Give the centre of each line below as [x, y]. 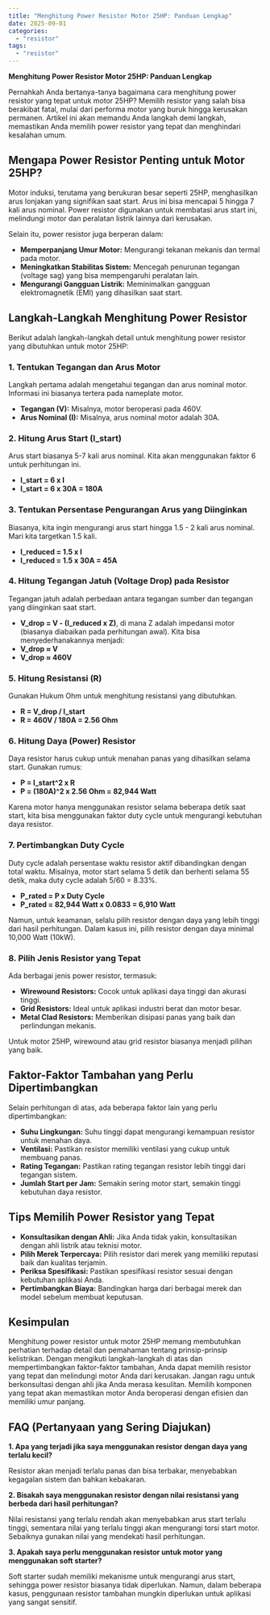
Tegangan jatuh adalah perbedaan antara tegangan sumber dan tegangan [131, 598]
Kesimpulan [39, 1322]
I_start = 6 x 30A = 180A [61, 489]
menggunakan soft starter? [55, 1561]
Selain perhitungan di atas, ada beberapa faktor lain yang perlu [113, 1107]
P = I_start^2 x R [47, 783]
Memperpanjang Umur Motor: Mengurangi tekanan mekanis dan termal [140, 249]
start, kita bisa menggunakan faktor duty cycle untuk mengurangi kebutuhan [135, 816]
